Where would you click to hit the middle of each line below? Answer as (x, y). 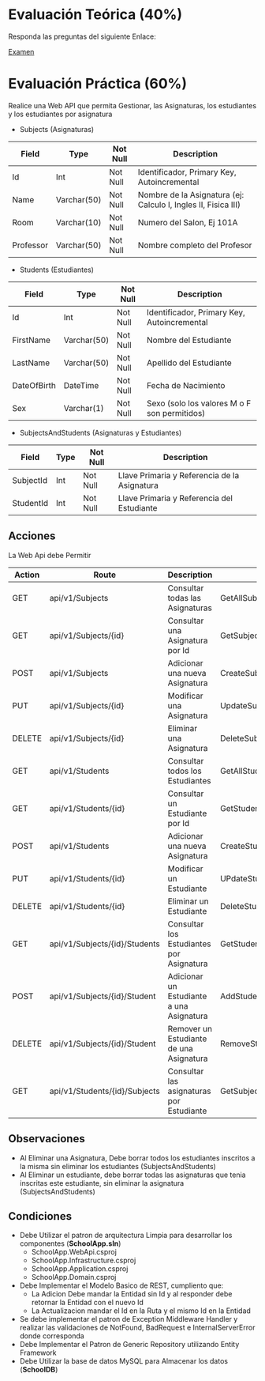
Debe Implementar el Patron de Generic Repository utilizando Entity (129, 1345)
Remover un (190, 1028)
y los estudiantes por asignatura (60, 114)
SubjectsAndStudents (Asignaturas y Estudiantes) (101, 432)
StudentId (30, 503)
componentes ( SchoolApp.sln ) (70, 1243)
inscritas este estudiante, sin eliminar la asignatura (102, 1183)
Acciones (32, 536)
